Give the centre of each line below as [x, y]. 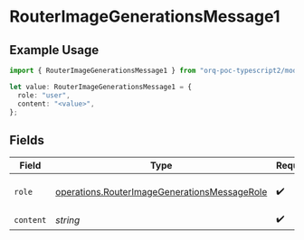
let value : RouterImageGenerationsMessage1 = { [101, 87]
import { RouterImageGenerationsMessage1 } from [103, 70]
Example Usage [54, 50]
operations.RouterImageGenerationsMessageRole [161, 192]
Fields [27, 140]
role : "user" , [44, 95]
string [68, 220]
